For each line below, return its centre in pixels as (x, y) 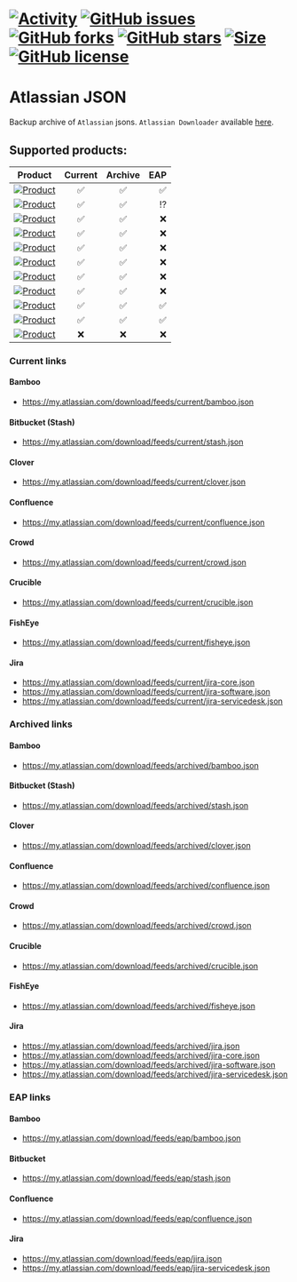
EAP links (30, 1097)
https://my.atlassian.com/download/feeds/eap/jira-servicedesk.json (146, 1268)
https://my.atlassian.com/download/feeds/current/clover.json (134, 482)
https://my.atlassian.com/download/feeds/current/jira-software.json (146, 692)
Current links (38, 361)
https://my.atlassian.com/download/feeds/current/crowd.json (134, 562)
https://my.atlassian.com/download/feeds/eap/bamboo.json (131, 1138)
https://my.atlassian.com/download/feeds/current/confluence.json (143, 522)
